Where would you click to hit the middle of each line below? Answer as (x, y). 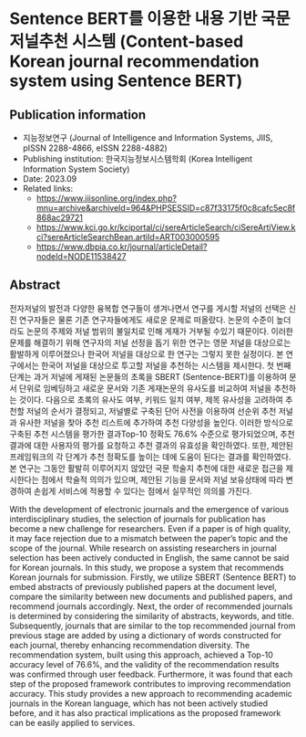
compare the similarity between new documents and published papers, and (151, 596)
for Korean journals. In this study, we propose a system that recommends (147, 567)
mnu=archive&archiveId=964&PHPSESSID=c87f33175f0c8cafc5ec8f (166, 208)
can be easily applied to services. (72, 722)
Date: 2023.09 (50, 179)
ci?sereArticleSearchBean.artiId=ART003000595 (128, 237)
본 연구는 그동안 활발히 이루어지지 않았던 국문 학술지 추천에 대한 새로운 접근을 (147, 468)
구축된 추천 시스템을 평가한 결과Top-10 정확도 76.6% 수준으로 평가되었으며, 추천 (152, 434)
